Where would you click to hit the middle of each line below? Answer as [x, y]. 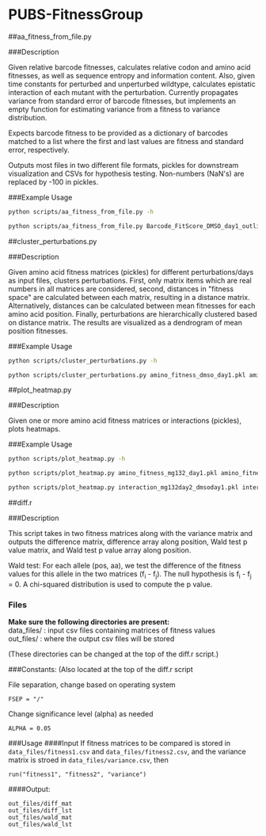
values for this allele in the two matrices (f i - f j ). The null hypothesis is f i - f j [130, 575]
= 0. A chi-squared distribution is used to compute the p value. [110, 584]
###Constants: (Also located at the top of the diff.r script [101, 670]
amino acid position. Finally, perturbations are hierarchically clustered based [133, 313]
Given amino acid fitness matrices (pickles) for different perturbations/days [131, 272]
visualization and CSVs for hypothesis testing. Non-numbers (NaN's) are [126, 173]
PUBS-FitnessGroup [76, 15]
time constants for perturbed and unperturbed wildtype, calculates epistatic [132, 84]
